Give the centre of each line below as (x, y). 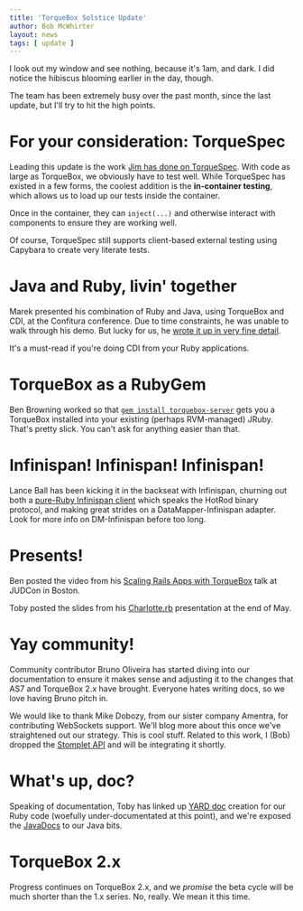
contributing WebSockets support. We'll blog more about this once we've (145, 725)
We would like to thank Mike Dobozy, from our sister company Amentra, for (149, 716)
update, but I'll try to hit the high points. (83, 106)
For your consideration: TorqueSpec (147, 142)
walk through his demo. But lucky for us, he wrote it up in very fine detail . (145, 331)
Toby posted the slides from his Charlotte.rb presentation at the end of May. (150, 607)
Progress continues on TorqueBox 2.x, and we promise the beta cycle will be (151, 887)
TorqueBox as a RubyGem (108, 385)
